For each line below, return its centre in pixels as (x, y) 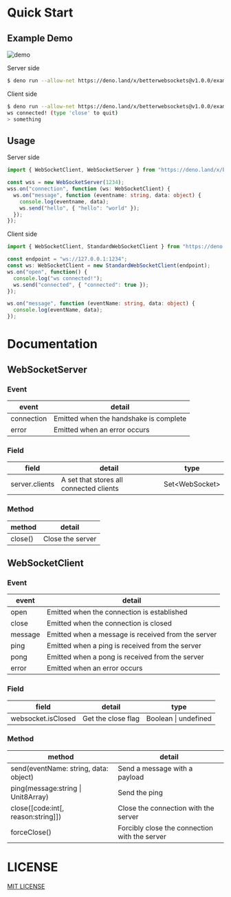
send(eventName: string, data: (59, 768)
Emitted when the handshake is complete (120, 419)
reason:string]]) (36, 816)
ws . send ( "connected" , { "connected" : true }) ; (81, 285)
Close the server (70, 538)
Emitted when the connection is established (117, 612)
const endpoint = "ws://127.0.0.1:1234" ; (67, 259)
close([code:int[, (37, 808)
